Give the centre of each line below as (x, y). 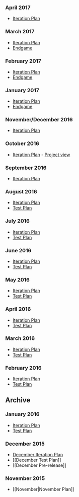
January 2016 (22, 414)
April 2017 (18, 8)
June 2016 (18, 250)
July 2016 (18, 221)
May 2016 (18, 279)
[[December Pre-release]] (39, 465)
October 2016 (22, 144)
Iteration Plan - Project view (41, 155)
